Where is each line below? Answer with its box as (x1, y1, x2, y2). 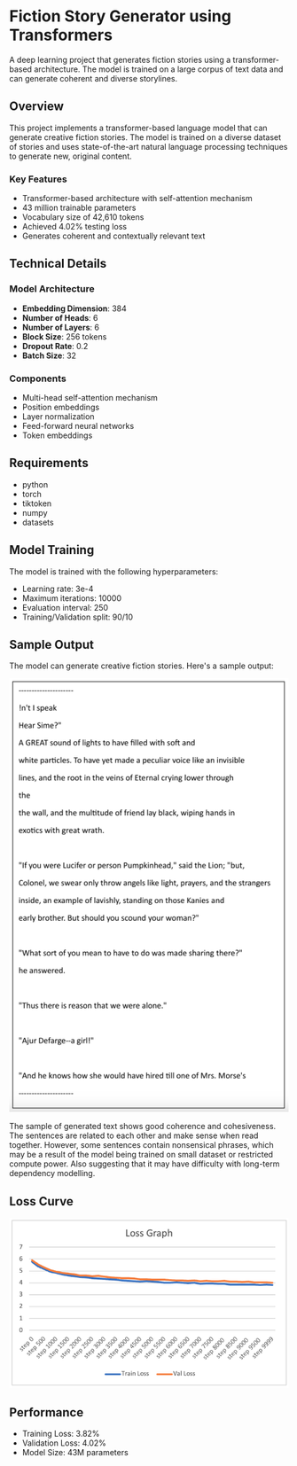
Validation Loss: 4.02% (21, 1438, 106, 1448)
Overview (9, 99, 65, 114)
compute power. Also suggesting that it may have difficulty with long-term (9, 1158, 280, 1169)
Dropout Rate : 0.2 (21, 340, 89, 351)
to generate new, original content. (9, 151, 132, 161)
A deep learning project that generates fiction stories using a (9, 54, 231, 65)
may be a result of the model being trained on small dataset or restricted (9, 1150, 273, 1160)
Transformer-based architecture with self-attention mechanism (21, 193, 253, 204)
